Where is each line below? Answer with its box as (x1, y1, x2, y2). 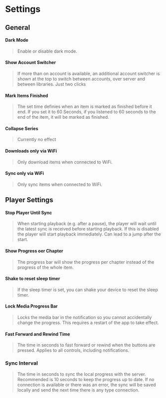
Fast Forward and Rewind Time (5, 331, 70, 337)
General (5, 23, 31, 32)
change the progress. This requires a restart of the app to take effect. (17, 319, 159, 325)
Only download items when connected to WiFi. (17, 159, 113, 165)
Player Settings (5, 196, 54, 204)
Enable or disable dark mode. (17, 48, 78, 54)
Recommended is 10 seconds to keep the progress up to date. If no (17, 376, 155, 382)
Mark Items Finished (5, 92, 49, 98)
